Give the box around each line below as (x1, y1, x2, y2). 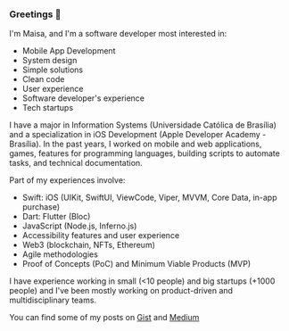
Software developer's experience (21, 93, 145, 103)
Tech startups (21, 103, 74, 113)
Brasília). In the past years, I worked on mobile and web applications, (9, 138, 262, 150)
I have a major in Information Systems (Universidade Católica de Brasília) (9, 120, 277, 130)
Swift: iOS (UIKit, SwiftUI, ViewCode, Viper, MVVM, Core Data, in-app (21, 192, 277, 203)
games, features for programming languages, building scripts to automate (9, 148, 281, 159)
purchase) (21, 202, 61, 212)
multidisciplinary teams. (9, 294, 96, 306)
